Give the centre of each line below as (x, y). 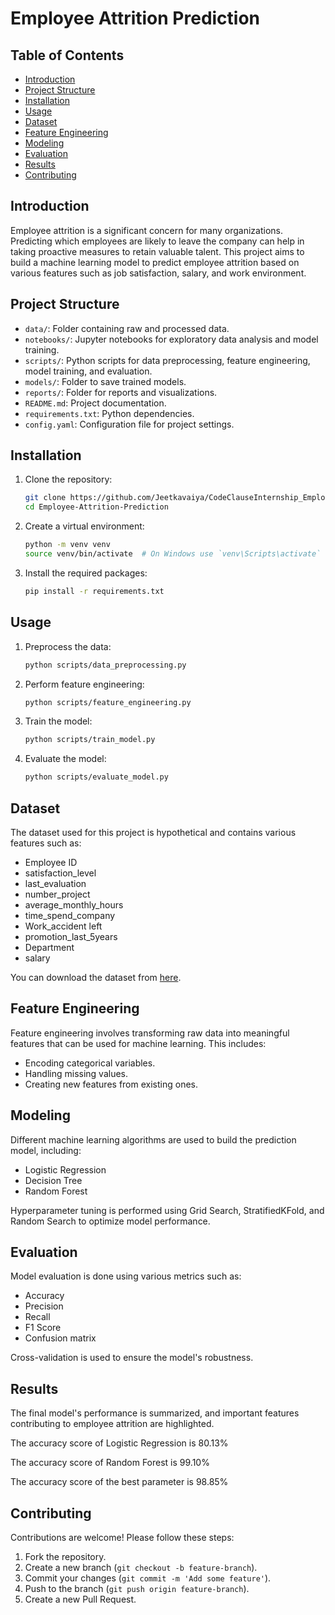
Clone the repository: (68, 479)
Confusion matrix (60, 1338)
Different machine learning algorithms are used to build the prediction (153, 1139)
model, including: (46, 1150)
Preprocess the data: (68, 646)
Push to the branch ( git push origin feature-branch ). (137, 1588)
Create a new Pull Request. (80, 1599)
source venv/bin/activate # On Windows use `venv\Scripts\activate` (173, 554)
